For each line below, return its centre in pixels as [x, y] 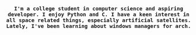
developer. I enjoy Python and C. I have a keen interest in [99, 14]
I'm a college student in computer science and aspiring [99, 8]
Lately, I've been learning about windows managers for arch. [99, 26]
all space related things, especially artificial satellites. [99, 20]
